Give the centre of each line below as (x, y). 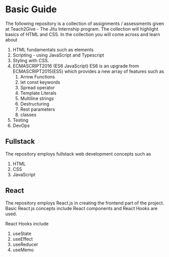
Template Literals (38, 93)
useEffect (23, 239)
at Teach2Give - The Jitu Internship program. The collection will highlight (82, 29)
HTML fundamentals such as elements (53, 49)
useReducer (25, 244)
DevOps (21, 125)
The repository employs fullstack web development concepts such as (78, 153)
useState (22, 234)
